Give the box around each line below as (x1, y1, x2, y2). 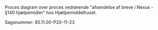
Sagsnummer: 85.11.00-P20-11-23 (5, 19, 75, 25)
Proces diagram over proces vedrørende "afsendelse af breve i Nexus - (5, 4, 153, 10)
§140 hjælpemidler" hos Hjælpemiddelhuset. (5, 9, 97, 15)
